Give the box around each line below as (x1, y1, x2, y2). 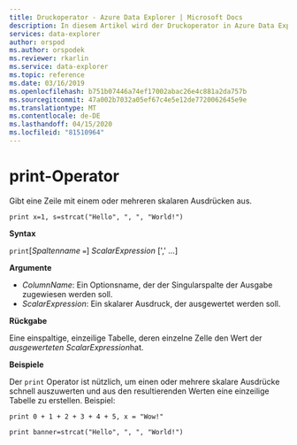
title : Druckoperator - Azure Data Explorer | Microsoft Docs (9, 12, 243, 22)
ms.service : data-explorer (9, 63, 109, 72)
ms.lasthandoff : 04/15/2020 (9, 120, 113, 129)
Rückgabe (9, 315, 48, 326)
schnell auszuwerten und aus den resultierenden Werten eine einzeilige (9, 386, 270, 396)
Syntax (9, 227, 36, 239)
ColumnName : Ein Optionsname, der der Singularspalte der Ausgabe (21, 280, 273, 290)
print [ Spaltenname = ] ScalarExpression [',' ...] (9, 245, 179, 256)
